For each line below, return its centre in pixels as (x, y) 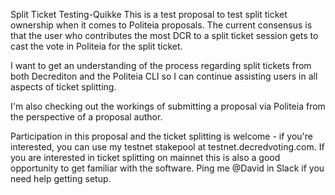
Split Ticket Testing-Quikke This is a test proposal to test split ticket (149, 14)
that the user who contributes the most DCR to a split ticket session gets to (164, 35)
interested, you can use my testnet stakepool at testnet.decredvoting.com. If (167, 147)
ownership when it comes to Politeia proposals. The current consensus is (161, 25)
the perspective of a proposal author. (86, 117)
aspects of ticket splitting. (63, 87)
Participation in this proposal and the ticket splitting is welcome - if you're (162, 136)
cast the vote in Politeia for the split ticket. (96, 46)
